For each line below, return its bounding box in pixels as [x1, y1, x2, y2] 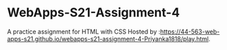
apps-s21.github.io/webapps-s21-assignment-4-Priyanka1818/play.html [7, 34, 209, 42]
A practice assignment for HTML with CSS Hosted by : [7, 27, 160, 36]
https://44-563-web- [160, 27, 220, 36]
